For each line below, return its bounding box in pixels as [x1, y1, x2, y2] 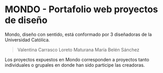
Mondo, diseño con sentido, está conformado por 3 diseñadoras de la [5, 31, 152, 37]
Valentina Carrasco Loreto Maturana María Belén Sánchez [17, 46, 140, 53]
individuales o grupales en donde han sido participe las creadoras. [5, 62, 145, 68]
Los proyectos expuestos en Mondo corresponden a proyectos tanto [5, 56, 149, 62]
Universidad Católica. [5, 37, 50, 43]
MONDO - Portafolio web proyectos [5, 4, 158, 15]
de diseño [5, 14, 48, 26]
